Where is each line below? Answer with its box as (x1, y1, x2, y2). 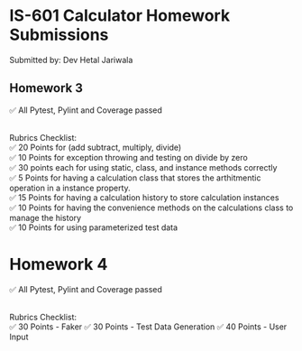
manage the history (9, 212, 82, 223)
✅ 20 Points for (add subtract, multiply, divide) (9, 142, 182, 152)
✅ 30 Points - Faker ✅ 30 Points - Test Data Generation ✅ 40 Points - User (9, 321, 288, 332)
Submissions (9, 24, 109, 45)
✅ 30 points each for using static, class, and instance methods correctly (9, 162, 278, 172)
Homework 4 (9, 254, 108, 274)
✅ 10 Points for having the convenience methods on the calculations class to (9, 202, 294, 213)
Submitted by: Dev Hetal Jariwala (9, 54, 133, 65)
